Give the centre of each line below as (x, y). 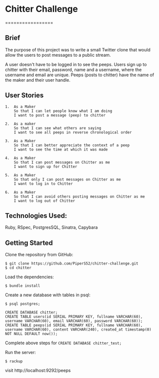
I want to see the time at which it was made (61, 149)
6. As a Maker (20, 192)
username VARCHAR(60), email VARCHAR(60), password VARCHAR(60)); (74, 321)
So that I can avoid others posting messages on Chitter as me (79, 197)
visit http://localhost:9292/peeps (38, 371)
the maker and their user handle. (38, 80)
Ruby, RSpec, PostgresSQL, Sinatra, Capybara (51, 227)
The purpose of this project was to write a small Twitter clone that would (78, 49)
